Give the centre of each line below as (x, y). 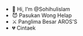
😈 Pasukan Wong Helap (42, 15)
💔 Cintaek (24, 28)
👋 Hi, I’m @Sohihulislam (41, 9)
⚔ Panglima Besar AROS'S (44, 22)
